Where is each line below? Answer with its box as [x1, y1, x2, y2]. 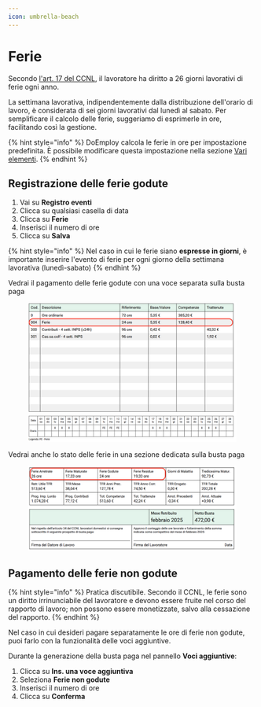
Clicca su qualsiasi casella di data [19, 206, 129, 215]
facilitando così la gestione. [8, 122, 97, 131]
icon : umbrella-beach [8, 13, 79, 20]
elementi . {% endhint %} [8, 154, 88, 164]
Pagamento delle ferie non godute [8, 566, 178, 580]
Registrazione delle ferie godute [8, 177, 169, 190]
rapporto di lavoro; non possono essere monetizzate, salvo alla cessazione [8, 604, 251, 613]
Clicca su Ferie [19, 215, 69, 224]
